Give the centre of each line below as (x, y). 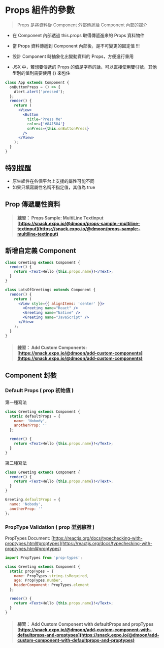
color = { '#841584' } (46, 124)
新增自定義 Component (41, 251)
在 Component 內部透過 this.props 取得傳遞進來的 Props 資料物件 (78, 35)
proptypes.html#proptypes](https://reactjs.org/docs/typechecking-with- (79, 543)
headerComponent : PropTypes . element (52, 585)
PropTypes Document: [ (29, 538)
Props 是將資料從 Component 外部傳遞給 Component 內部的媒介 (82, 25)
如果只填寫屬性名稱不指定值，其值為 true (54, 187)
